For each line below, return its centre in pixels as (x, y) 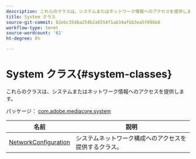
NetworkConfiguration (40, 142)
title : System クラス (31, 17)
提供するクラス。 (99, 147)
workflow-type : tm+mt (32, 28)
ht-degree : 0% (23, 38)
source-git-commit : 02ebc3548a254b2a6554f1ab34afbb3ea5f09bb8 (83, 22)
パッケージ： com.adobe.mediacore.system (59, 111)
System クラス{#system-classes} (89, 74)
